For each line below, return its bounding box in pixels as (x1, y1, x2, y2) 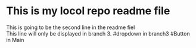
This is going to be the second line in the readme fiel (6, 24, 135, 31)
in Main (6, 36, 24, 43)
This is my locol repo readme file (6, 4, 170, 18)
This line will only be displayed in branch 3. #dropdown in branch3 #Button (6, 30, 190, 37)
